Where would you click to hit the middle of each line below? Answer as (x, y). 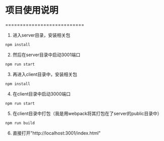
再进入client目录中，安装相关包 (45, 74)
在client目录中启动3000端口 (41, 93)
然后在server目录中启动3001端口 (46, 55)
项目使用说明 (32, 10)
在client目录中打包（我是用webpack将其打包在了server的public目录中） (87, 113)
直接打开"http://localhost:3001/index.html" (57, 133)
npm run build (20, 123)
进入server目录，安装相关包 (41, 35)
